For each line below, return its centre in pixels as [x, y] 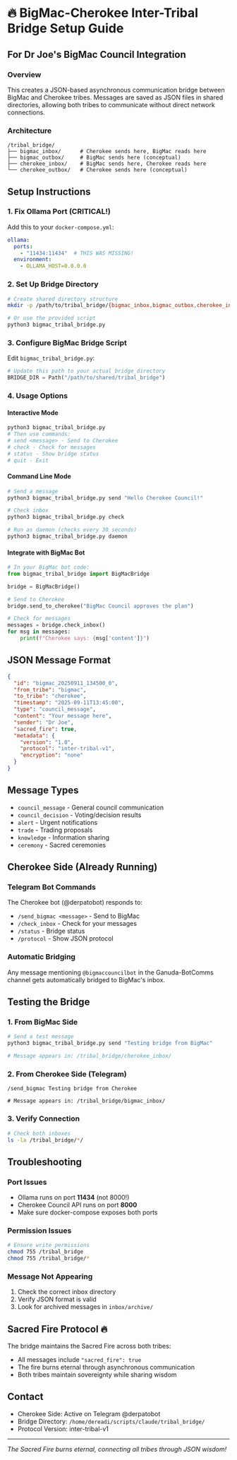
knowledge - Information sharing [63, 837]
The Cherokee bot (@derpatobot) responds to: [75, 903]
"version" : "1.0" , [47, 742]
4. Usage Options [38, 396]
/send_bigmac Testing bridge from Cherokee [72, 1089]
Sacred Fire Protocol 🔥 [57, 1329]
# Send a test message [41, 1037]
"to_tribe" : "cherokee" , [50, 696]
